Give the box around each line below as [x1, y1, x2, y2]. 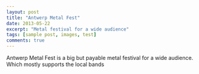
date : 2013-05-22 [6, 20, 51, 26]
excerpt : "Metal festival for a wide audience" [6, 26, 130, 32]
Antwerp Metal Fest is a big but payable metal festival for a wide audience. [6, 54, 194, 61]
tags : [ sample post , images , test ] [6, 32, 97, 38]
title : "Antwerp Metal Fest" [6, 15, 80, 21]
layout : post [6, 9, 40, 15]
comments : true [6, 37, 45, 43]
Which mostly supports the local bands [6, 61, 105, 68]
